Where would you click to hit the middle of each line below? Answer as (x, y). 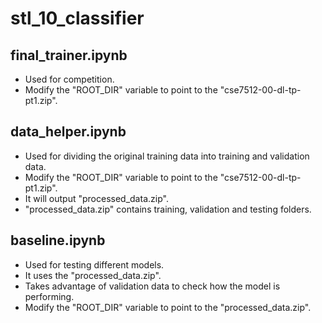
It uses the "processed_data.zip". (93, 275)
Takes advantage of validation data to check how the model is (152, 286)
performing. (49, 296)
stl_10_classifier (77, 18)
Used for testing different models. (94, 264)
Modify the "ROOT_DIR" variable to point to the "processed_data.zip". (168, 307)
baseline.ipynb (58, 240)
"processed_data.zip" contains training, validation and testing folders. (168, 209)
